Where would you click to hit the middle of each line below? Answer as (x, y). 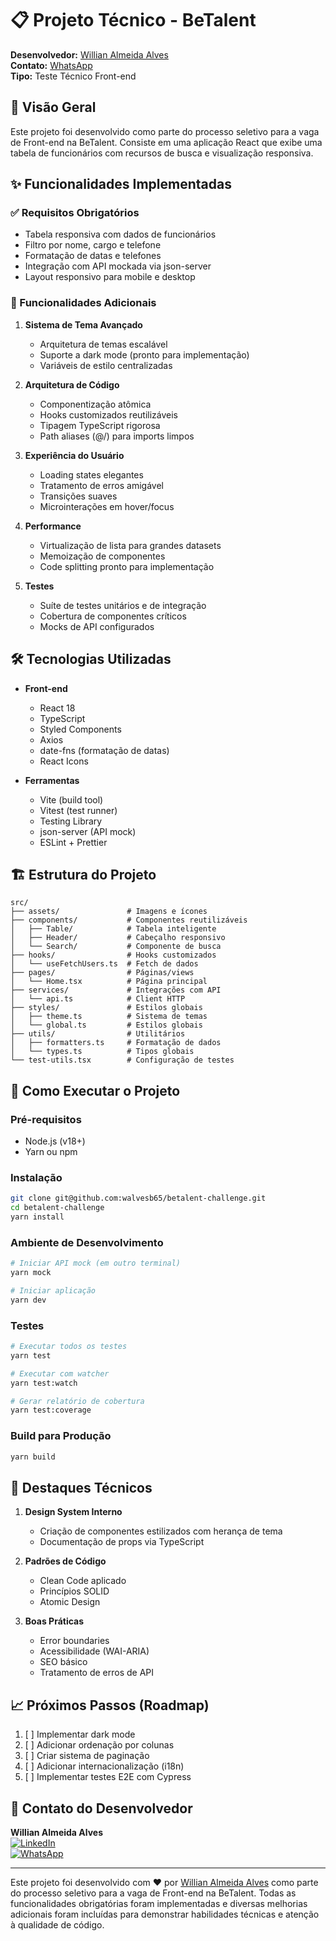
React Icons (64, 761)
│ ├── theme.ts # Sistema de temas (109, 1017)
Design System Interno (73, 1512)
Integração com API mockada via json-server (118, 266)
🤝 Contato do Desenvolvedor (101, 1808)
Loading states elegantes (91, 474)
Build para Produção (61, 1436)
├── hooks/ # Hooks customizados (113, 955)
